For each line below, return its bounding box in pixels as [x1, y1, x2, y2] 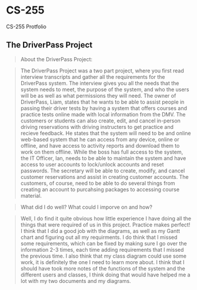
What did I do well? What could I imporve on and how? [20, 204, 153, 211]
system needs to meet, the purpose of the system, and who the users [20, 86, 189, 93]
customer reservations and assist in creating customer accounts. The [20, 173, 189, 180]
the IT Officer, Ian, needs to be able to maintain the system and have [20, 154, 186, 162]
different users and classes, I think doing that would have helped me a [20, 271, 191, 278]
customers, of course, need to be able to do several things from [20, 179, 175, 186]
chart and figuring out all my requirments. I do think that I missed [20, 234, 178, 241]
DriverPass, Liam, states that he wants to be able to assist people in [20, 98, 185, 105]
